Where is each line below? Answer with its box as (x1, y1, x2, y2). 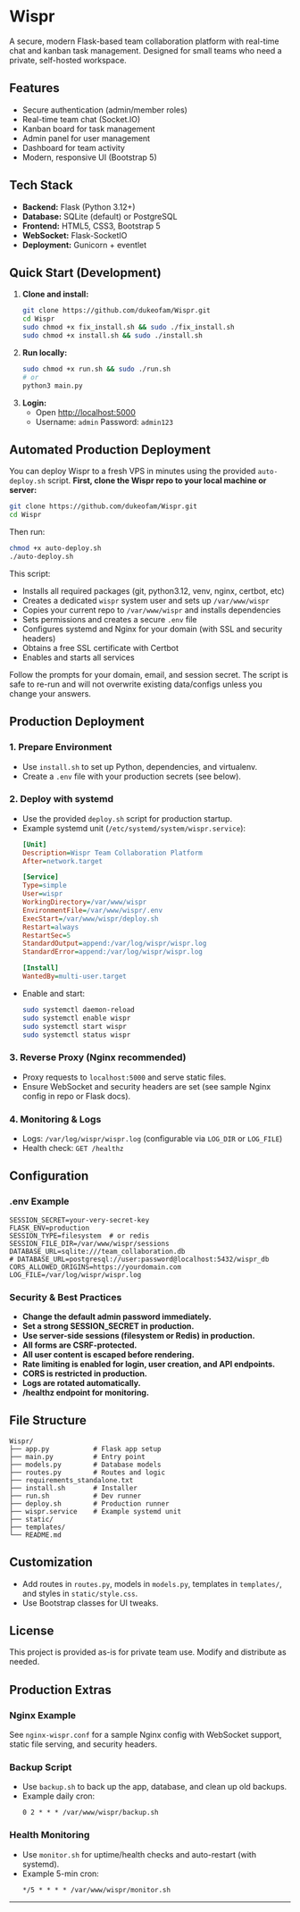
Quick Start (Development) (9, 265, 162, 280)
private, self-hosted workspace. (9, 54, 127, 65)
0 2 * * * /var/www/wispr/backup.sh (21, 1808, 159, 1817)
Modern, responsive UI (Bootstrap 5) (21, 152, 158, 163)
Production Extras (9, 1682, 112, 1698)
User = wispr (21, 889, 63, 898)
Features (9, 80, 60, 96)
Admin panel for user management (21, 132, 150, 144)
